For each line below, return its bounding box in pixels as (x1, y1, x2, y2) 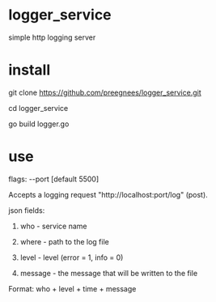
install (8, 61, 51, 79)
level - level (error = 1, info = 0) (19, 253, 124, 262)
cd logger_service (8, 103, 69, 113)
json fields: (8, 205, 45, 215)
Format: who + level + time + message (8, 283, 137, 293)
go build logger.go (8, 119, 70, 129)
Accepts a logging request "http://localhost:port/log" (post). (8, 189, 208, 199)
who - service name (19, 221, 87, 231)
